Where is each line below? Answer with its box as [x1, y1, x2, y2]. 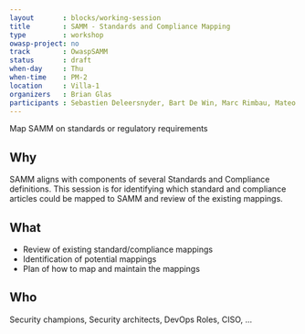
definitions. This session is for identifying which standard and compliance [9, 183, 287, 194]
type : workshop [9, 30, 104, 39]
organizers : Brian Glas [9, 89, 112, 99]
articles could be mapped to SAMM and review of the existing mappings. [9, 193, 283, 204]
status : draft [9, 56, 92, 65]
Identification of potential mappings [22, 254, 157, 265]
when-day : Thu [9, 65, 84, 74]
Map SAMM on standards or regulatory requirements [9, 123, 208, 134]
